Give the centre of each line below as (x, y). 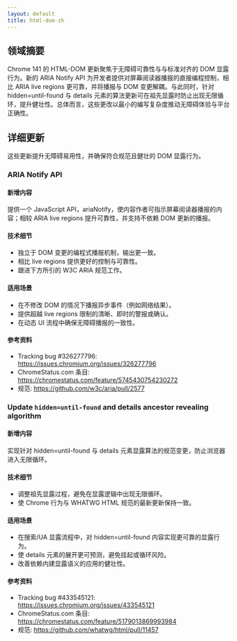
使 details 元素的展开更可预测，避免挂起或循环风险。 (94, 555)
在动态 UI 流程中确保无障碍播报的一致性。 (78, 323)
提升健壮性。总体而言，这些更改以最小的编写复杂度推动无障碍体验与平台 (124, 104)
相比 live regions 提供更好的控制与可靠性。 (79, 261)
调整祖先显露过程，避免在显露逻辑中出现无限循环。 (92, 494)
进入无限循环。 (29, 459)
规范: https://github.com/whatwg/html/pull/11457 (88, 630)
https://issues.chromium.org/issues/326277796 (87, 364)
